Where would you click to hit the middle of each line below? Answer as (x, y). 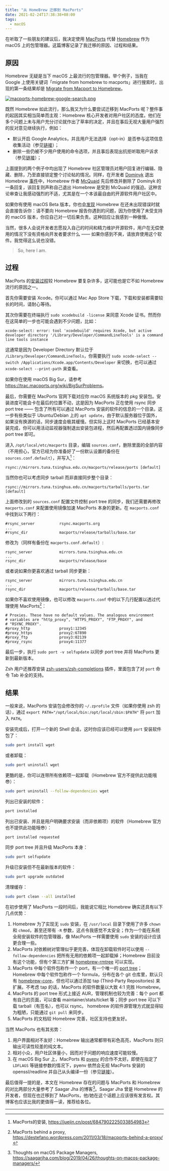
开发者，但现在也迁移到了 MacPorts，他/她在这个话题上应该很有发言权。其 (83, 1095)
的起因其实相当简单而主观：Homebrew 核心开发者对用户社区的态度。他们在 (83, 115)
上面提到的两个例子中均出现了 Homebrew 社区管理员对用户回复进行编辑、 (82, 168)
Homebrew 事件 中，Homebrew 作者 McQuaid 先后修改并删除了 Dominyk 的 (83, 181)
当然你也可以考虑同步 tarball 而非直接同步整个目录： (59, 477)
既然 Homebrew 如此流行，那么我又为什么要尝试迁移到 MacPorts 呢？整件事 (84, 109)
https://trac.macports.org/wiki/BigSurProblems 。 (56, 385)
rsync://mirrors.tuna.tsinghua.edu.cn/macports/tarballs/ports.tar (77, 487)
